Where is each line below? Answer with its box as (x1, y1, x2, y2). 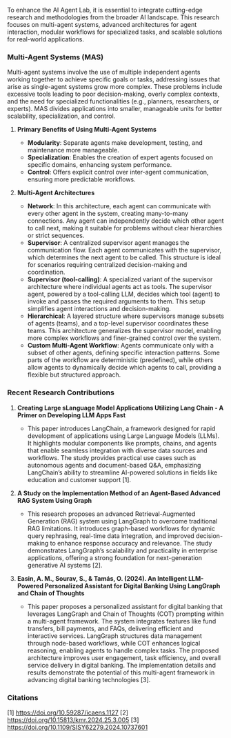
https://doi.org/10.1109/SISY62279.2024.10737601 (7, 723, 148, 731)
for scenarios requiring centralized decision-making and (27, 261, 188, 269)
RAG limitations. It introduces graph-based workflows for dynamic (27, 524, 216, 532)
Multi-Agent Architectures (17, 189, 95, 197)
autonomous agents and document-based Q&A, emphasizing (27, 461, 201, 469)
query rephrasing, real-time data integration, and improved (27, 531, 194, 540)
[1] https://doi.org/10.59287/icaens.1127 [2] (7, 708, 129, 717)
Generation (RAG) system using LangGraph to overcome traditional (27, 517, 218, 525)
